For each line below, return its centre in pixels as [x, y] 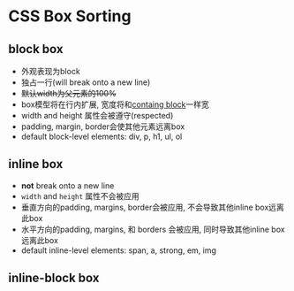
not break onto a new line [68, 185]
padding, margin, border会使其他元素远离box [103, 126]
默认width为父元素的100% [68, 93]
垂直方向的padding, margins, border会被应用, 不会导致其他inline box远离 [152, 207]
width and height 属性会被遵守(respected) [97, 115]
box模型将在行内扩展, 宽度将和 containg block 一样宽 [115, 104]
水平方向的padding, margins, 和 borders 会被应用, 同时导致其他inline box [153, 229]
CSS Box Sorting [70, 16]
